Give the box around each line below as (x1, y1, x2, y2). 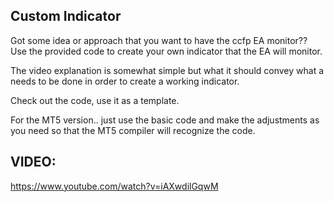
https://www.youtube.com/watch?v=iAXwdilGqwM (10, 180, 219, 192)
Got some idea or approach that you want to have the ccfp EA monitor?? (10, 34, 308, 46)
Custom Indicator (10, 8, 122, 25)
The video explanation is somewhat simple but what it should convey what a (10, 64, 325, 76)
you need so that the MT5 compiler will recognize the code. (10, 124, 256, 136)
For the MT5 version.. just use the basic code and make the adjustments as (10, 114, 320, 126)
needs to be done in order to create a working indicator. (10, 75, 240, 87)
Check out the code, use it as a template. (10, 94, 180, 106)
